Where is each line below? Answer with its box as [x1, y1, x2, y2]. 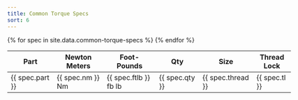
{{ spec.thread [202, 72, 249, 82]
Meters [66, 60, 91, 70]
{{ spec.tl [256, 72, 286, 82]
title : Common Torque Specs [7, 10, 89, 17]
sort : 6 [7, 17, 30, 24]
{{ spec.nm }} [57, 72, 100, 82]
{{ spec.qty [159, 72, 195, 82]
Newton [65, 52, 92, 62]
